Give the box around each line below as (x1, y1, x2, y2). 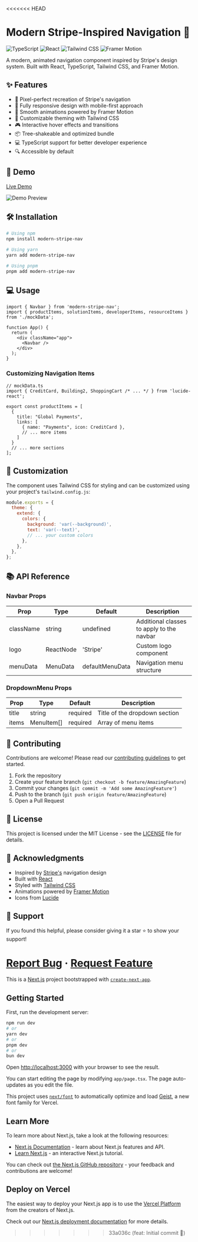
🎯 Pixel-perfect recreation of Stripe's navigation (14, 96, 131, 103)
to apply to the (136, 624, 176, 633)
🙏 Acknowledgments (6, 853, 84, 863)
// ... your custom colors (27, 532, 94, 538)
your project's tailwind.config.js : (6, 488, 91, 495)
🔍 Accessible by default (14, 148, 74, 155)
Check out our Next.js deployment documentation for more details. (6, 1218, 169, 1225)
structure (136, 666, 162, 674)
